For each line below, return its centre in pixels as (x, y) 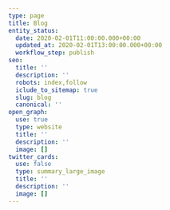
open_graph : (28, 113)
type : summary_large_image (60, 172)
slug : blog (34, 97)
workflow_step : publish (55, 53)
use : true (32, 120)
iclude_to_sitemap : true (57, 90)
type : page (26, 16)
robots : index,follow (51, 82)
